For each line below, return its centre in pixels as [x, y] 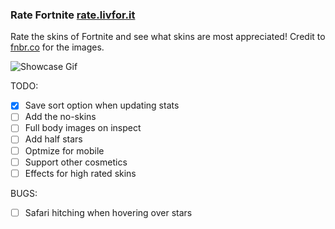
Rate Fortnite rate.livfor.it [73, 15]
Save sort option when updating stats [102, 105]
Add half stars [53, 139]
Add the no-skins [60, 117]
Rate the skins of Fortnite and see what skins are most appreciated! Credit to [168, 37]
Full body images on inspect [83, 128]
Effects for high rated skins [80, 173]
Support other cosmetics [76, 162]
